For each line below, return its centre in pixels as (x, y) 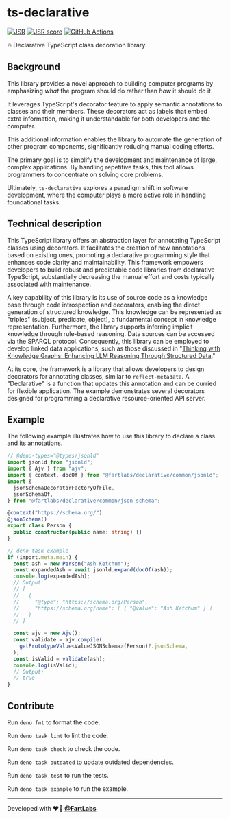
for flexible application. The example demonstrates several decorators (106, 391)
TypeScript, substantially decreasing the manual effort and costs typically (111, 276)
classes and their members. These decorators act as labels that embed (107, 111)
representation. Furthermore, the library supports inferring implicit (100, 327)
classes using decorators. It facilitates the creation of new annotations (106, 248)
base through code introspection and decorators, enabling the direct (104, 305)
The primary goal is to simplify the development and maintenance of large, (112, 160)
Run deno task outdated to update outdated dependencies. (91, 762)
